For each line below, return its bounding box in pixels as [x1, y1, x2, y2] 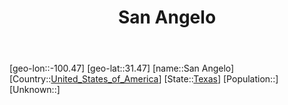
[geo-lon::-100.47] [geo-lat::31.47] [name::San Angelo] [9, 62, 235, 75]
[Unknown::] [9, 84, 61, 96]
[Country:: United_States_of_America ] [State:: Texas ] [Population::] [9, 73, 279, 85]
